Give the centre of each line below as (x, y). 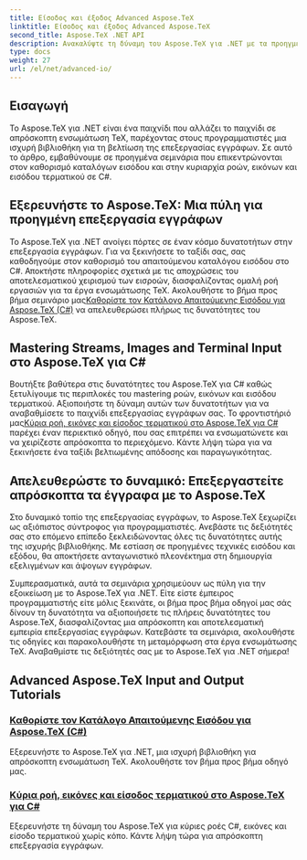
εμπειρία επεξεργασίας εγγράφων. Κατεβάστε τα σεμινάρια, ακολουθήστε (152, 632)
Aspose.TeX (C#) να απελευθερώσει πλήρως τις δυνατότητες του (135, 309)
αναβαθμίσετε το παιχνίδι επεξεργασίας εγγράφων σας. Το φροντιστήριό (150, 413)
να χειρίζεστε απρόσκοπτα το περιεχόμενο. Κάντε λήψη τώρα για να (141, 442)
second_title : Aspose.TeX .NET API (77, 35)
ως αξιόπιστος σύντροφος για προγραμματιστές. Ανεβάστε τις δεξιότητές (151, 527)
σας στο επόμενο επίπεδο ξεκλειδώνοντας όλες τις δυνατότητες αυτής (146, 536)
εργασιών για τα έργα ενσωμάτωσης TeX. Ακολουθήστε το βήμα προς (144, 290)
